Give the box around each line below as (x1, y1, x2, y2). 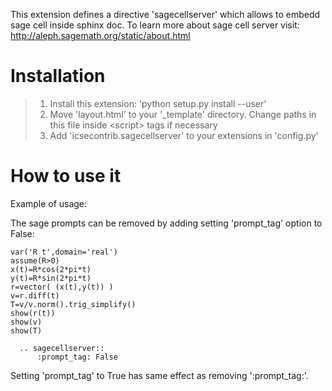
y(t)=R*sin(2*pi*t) (10, 273, 92, 283)
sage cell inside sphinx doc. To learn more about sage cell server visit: (10, 19, 300, 31)
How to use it (10, 165, 122, 188)
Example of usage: (10, 197, 88, 209)
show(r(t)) (10, 308, 56, 318)
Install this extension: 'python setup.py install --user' (49, 97, 267, 109)
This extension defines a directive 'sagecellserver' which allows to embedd (10, 9, 321, 20)
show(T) (10, 325, 43, 336)
